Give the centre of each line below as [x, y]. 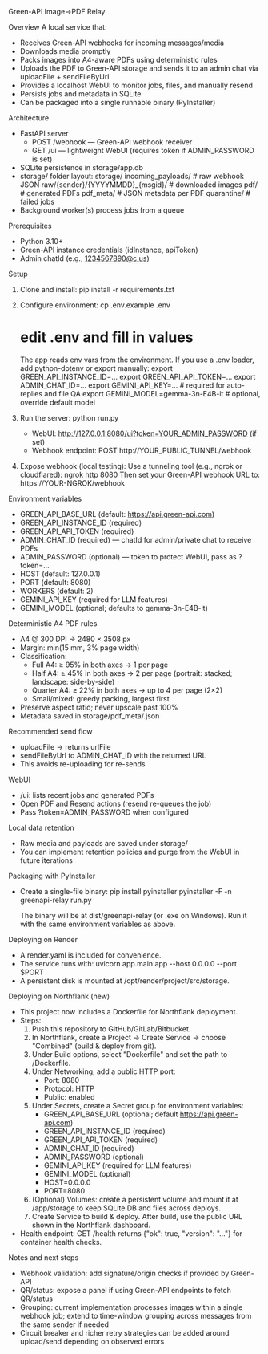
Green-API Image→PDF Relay [57, 12]
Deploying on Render [43, 939]
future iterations [46, 860]
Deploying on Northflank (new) [59, 996]
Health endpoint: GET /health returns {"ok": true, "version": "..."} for [131, 1233]
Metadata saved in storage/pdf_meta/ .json [90, 716]
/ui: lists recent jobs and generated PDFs [87, 795]
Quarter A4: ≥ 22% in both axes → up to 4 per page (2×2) [127, 690]
